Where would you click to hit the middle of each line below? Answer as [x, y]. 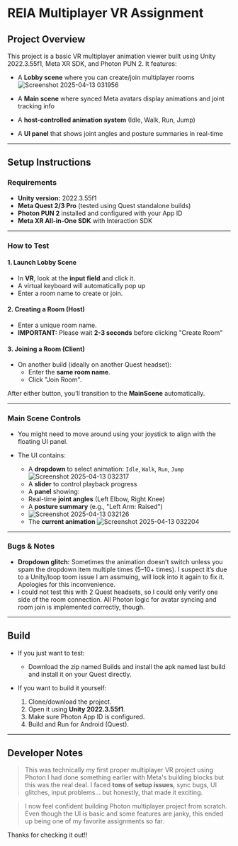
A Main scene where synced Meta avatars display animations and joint [121, 98]
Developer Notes [45, 753]
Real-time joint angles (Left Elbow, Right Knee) [96, 499]
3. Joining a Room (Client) [46, 349]
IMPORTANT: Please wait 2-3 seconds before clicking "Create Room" [120, 333]
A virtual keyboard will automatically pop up [81, 285]
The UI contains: [41, 455]
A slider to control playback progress [83, 484]
